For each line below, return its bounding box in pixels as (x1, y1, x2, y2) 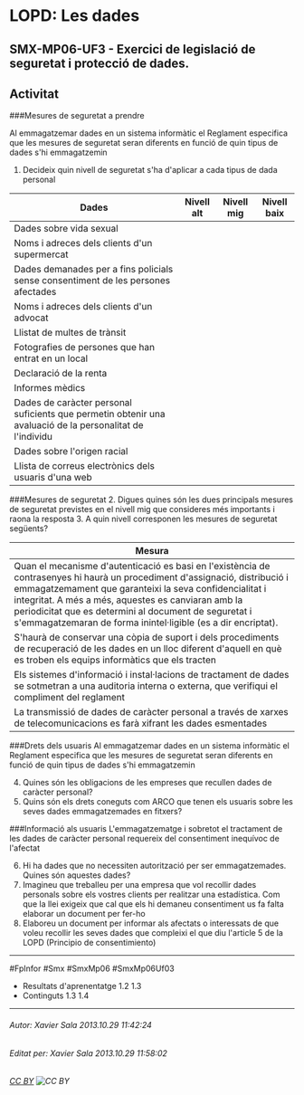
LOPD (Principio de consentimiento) (22, 938, 157, 948)
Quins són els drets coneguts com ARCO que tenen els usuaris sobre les (22, 796, 294, 807)
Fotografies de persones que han (14, 341, 156, 354)
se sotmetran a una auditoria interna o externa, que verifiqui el (14, 680, 279, 692)
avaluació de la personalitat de (14, 419, 144, 432)
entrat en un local (14, 352, 89, 365)
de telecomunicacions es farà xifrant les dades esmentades (14, 717, 268, 729)
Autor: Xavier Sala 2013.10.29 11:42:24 (9, 1019, 152, 1030)
